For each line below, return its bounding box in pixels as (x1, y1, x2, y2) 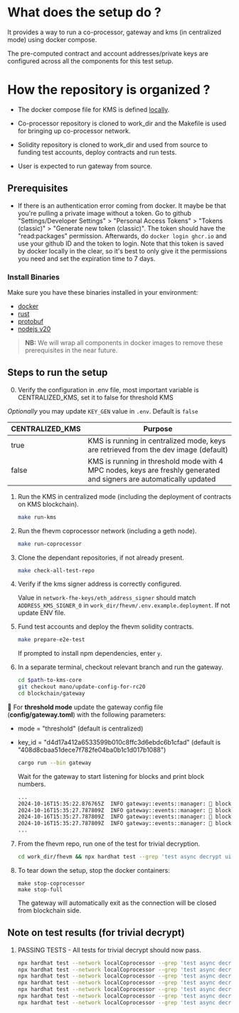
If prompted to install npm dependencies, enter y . (17, 649, 162, 658)
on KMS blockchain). (17, 500, 80, 508)
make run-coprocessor (17, 540, 82, 547)
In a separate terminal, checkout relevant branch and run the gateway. (17, 663, 224, 671)
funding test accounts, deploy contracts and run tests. (17, 147, 177, 157)
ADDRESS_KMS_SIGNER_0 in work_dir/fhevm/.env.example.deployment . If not (17, 601, 230, 609)
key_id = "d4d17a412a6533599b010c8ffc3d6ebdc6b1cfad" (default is (17, 738, 221, 746)
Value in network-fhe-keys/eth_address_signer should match (17, 594, 196, 602)
